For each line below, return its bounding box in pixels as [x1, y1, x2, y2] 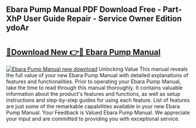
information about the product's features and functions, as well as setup [6, 91, 181, 97]
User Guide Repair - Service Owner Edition [23, 14, 182, 24]
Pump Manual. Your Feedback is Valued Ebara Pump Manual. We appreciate [6, 109, 190, 116]
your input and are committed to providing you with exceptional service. [6, 115, 180, 122]
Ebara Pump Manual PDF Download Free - [6, 5, 161, 15]
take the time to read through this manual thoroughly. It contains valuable [6, 84, 183, 91]
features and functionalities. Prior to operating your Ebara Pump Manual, [6, 78, 181, 85]
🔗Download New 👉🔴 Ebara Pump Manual [6, 47, 161, 57]
